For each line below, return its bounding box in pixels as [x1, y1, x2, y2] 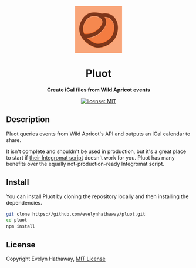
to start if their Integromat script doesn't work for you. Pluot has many [6, 154, 175, 161]
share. [6, 136, 22, 143]
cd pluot [6, 217, 28, 223]
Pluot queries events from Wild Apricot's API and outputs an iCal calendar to [6, 130, 191, 137]
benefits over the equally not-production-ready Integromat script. [6, 160, 164, 167]
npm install [6, 223, 35, 229]
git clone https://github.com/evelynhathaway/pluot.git [6, 211, 146, 217]
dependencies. [6, 199, 42, 206]
